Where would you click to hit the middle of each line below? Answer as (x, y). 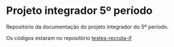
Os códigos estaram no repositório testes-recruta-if (69, 38)
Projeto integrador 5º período (79, 11)
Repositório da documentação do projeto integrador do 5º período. (88, 27)
